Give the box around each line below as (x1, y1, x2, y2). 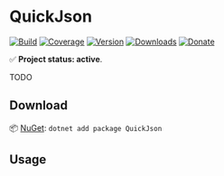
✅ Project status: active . (9, 53, 103, 64)
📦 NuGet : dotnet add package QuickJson (9, 122, 163, 133)
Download (9, 97, 68, 114)
